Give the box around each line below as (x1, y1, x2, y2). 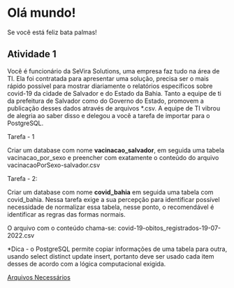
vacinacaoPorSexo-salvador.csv (7, 161, 101, 169)
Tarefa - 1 (7, 132, 35, 141)
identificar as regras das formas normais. (7, 210, 126, 218)
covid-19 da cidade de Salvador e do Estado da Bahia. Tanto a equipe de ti (7, 89, 221, 97)
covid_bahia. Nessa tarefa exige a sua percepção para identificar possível (7, 195, 220, 203)
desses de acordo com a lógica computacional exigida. (7, 259, 166, 268)
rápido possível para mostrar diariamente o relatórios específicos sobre (7, 82, 213, 90)
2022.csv (7, 231, 35, 239)
